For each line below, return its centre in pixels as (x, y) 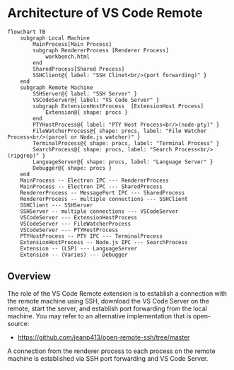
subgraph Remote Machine (57, 87)
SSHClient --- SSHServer (57, 205)
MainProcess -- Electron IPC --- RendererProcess (95, 180)
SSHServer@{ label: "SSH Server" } (85, 93)
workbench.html (68, 57)
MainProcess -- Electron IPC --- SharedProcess (91, 186)
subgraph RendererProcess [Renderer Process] (101, 50)
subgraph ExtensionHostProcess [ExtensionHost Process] (118, 106)
